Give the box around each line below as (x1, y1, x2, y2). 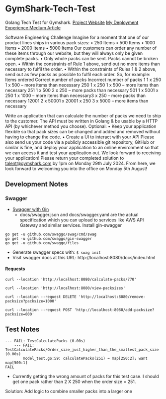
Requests (5, 266, 25, 272)
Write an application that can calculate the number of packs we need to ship (5, 112, 162, 118)
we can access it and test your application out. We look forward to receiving (5, 150, 161, 156)
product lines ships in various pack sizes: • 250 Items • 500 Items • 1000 (5, 39, 156, 45)
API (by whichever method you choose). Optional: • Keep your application (5, 123, 157, 129)
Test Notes (5, 325, 40, 334)
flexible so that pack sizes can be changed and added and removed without (5, 128, 161, 134)
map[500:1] (5, 360, 28, 365)
